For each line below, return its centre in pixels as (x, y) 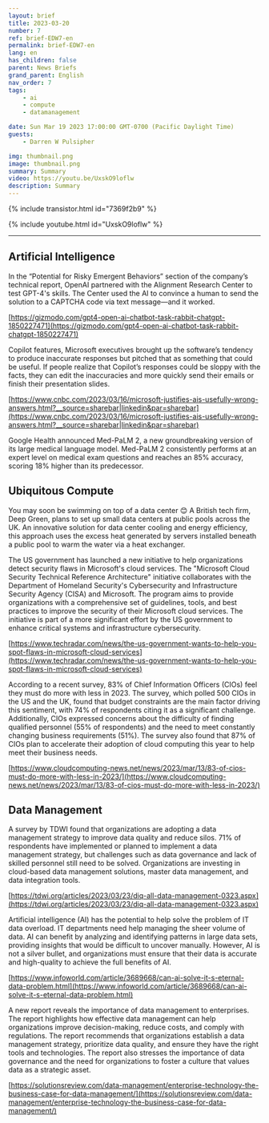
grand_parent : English (46, 75)
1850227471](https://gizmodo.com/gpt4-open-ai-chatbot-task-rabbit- (123, 326)
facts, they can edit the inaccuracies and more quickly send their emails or (131, 375)
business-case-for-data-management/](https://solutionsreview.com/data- (130, 1094)
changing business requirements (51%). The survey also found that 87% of (132, 735)
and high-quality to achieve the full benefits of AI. (90, 962)
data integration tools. (44, 880)
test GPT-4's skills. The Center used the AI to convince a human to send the (133, 293)
